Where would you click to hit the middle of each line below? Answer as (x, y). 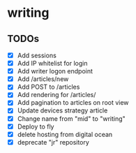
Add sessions (37, 55)
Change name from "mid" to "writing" (71, 118)
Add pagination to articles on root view (73, 103)
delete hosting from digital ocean (65, 134)
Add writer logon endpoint (55, 71)
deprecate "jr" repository (53, 142)
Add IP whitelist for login (52, 64)
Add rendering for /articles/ (56, 95)
